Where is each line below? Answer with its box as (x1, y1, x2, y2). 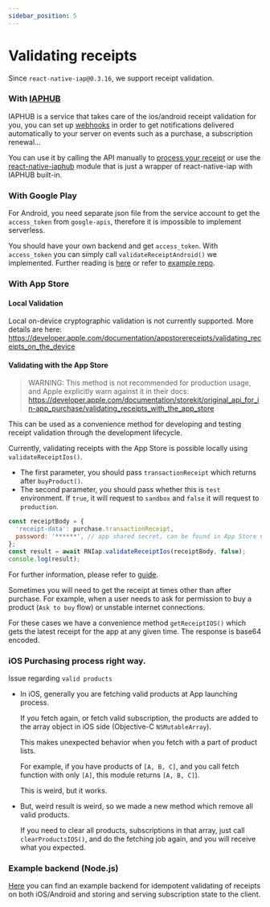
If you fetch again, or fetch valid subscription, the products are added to (19, 714, 259, 723)
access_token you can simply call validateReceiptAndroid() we (8, 250, 217, 259)
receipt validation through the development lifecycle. (8, 428, 183, 437)
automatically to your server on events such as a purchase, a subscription (8, 128, 253, 138)
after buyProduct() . (19, 476, 84, 486)
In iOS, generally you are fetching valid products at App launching (19, 690, 238, 699)
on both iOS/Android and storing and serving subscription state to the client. (8, 889, 261, 899)
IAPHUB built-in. (8, 170, 63, 180)
